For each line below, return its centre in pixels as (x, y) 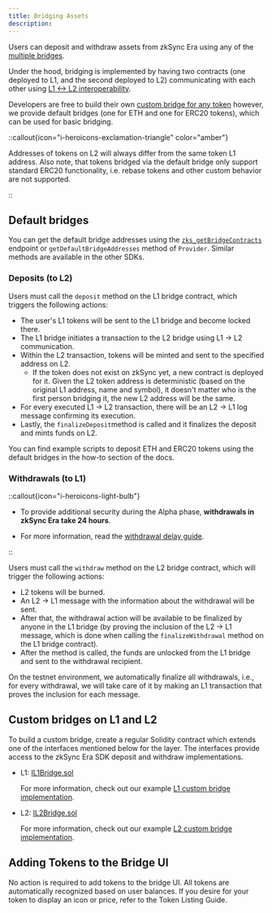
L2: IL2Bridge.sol (48, 813)
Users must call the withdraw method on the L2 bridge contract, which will (132, 567)
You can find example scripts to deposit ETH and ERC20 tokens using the (131, 448)
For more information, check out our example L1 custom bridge (125, 788)
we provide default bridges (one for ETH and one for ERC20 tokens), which (134, 113)
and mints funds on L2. (58, 433)
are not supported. (40, 179)
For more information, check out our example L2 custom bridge (126, 828)
